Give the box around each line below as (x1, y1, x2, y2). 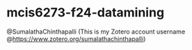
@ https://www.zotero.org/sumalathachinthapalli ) (6, 34, 146, 42)
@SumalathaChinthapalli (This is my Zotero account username (6, 27, 186, 36)
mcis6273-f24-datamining (6, 5, 165, 21)
